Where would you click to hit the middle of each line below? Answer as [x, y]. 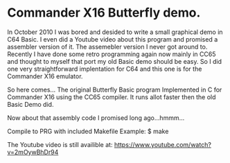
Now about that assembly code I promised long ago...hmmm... [96, 118]
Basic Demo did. [30, 104]
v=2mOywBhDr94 [33, 152]
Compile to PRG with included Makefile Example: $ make [88, 131]
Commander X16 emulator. [45, 76]
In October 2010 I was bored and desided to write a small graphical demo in [115, 32]
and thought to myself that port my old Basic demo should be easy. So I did [114, 61]
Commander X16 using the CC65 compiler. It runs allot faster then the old [112, 97]
